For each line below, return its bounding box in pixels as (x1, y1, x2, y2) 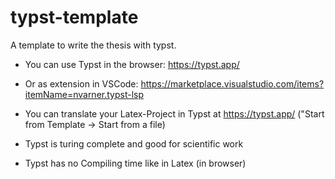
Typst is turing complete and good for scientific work (24, 137, 244, 150)
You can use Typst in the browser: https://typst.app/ (24, 58, 240, 70)
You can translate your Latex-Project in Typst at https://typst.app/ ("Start (24, 107, 325, 120)
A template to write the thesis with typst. (10, 39, 177, 51)
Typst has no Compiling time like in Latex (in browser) (24, 157, 247, 169)
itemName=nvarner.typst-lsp (24, 88, 145, 100)
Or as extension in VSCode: (24, 77, 139, 90)
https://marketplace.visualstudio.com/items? (140, 77, 325, 90)
